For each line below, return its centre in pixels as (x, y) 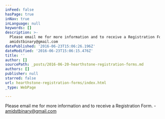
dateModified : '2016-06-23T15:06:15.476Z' (49, 51)
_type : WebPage (21, 87)
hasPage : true (20, 14)
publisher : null (22, 74)
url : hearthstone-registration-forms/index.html (56, 83)
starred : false (21, 78)
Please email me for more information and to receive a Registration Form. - (81, 106)
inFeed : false (20, 10)
